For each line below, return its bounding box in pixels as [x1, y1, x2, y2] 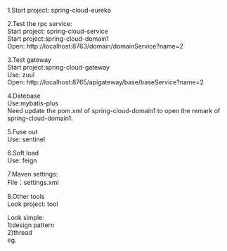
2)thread [7, 229, 33, 236]
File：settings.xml [7, 179, 59, 186]
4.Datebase [7, 91, 41, 100]
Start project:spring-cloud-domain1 [7, 34, 109, 43]
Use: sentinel [7, 135, 46, 143]
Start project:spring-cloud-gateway [7, 63, 110, 71]
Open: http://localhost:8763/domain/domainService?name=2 [7, 42, 184, 50]
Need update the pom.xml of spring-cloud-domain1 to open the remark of [7, 107, 221, 115]
